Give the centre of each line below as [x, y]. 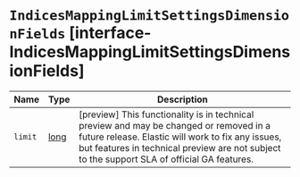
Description [183, 99]
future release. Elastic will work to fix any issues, [180, 137]
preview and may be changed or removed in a [175, 125]
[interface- [110, 33]
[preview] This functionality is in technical [167, 114]
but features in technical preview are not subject [180, 147]
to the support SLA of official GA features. [167, 159]
